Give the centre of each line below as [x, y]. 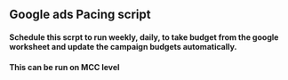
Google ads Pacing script [80, 15]
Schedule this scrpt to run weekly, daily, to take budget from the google [144, 37]
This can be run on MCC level [64, 67]
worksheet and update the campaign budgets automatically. [123, 46]
